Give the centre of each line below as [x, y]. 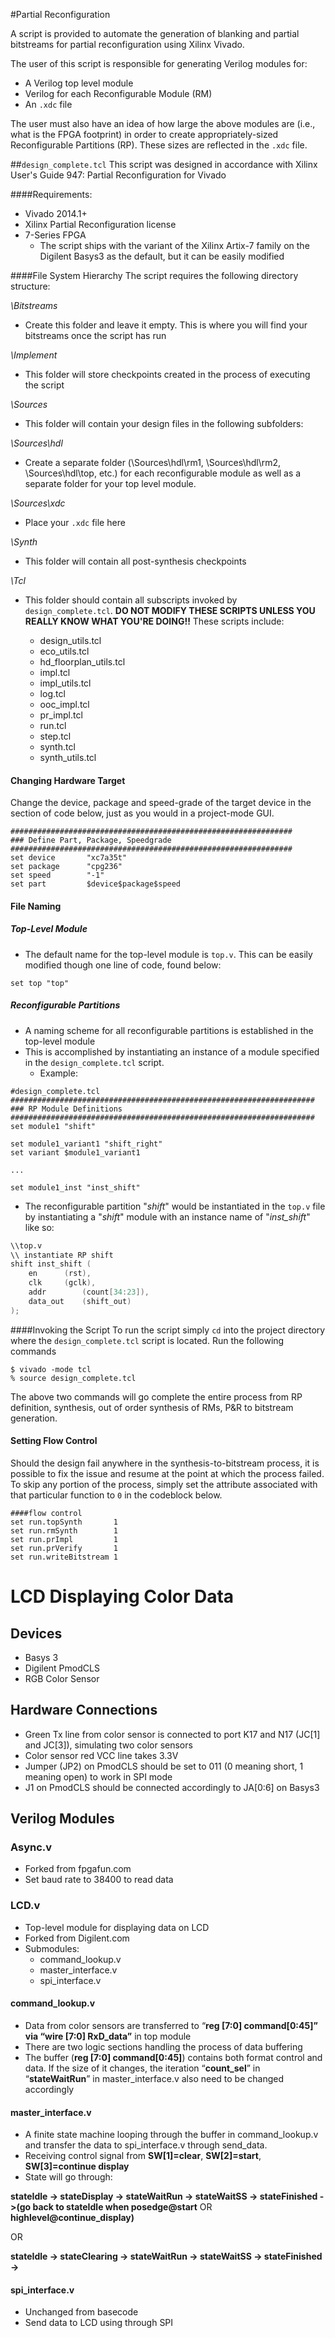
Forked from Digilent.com [77, 1938]
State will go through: [68, 2177]
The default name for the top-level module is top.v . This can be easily [168, 954]
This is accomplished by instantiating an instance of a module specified [172, 1051]
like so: [39, 1227]
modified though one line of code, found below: [123, 965]
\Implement [34, 355]
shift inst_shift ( [51, 1264]
